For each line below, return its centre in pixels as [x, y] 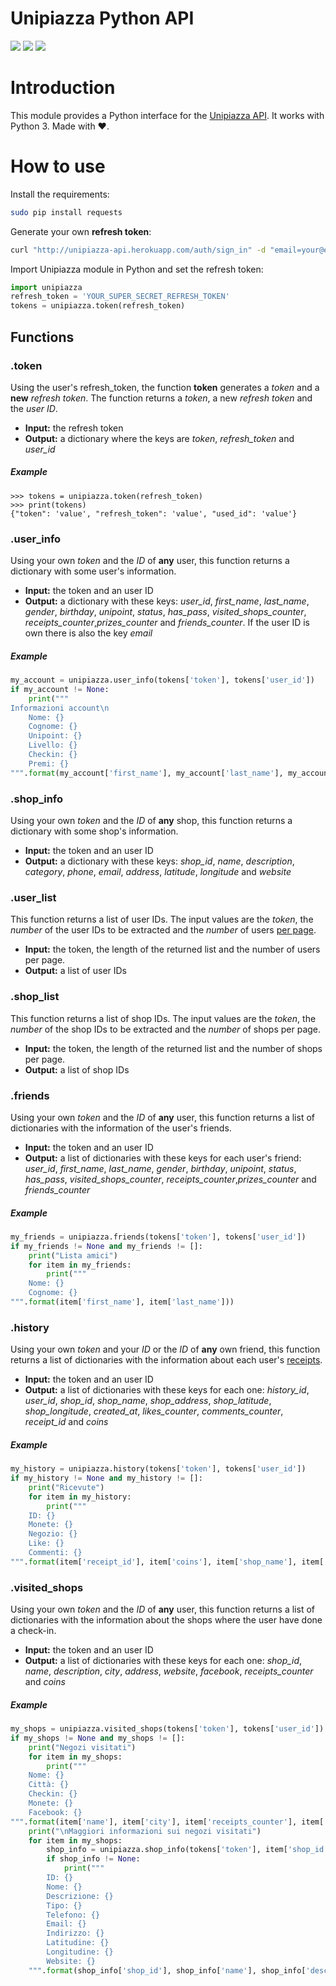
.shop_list [35, 997]
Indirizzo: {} [75, 1933]
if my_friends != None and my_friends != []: [106, 1246]
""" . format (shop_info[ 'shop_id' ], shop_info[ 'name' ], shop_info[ [167, 1970]
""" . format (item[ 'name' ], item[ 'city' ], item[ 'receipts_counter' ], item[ [167, 1822]
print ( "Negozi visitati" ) [82, 1747]
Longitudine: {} [80, 1952]
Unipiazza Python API [102, 18]
